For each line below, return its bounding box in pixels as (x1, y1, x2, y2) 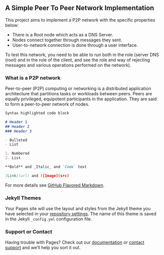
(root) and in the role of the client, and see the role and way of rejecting (5, 57, 150, 63)
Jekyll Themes (5, 194, 41, 201)
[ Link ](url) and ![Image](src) (5, 173, 69, 178)
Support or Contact (5, 228, 53, 235)
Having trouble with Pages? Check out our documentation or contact (5, 239, 144, 245)
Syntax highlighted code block (5, 111, 69, 116)
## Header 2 (5, 124, 30, 129)
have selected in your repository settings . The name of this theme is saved (5, 211, 157, 217)
